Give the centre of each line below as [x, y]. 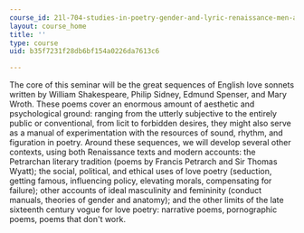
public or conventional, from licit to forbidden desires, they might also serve [150, 124]
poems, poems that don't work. [68, 219]
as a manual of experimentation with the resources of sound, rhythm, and [146, 133]
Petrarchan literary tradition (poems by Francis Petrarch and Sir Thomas [143, 162]
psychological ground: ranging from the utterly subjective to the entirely [143, 114]
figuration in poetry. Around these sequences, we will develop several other [150, 143]
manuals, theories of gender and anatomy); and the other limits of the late [147, 200]
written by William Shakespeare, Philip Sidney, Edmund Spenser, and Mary [148, 95]
